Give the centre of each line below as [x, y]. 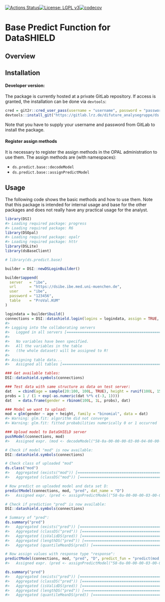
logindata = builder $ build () [35, 314]
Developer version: [25, 85]
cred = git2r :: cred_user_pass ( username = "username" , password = [73, 111]
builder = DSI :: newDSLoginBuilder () [42, 268]
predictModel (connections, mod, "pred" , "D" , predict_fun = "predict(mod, [83, 559]
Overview [20, 56]
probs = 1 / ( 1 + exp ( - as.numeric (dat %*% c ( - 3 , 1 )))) [62, 396]
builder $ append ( [22, 278]
